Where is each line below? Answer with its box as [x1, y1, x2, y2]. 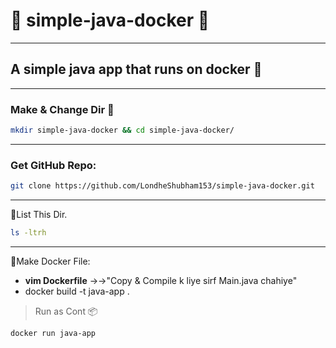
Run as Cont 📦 [34, 305, 98, 317]
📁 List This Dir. [10, 209, 68, 221]
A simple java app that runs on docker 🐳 [10, 61, 263, 78]
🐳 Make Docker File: [10, 255, 91, 267]
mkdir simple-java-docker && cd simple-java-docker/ [10, 125, 235, 136]
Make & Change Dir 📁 [10, 102, 115, 116]
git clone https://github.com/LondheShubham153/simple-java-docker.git [10, 181, 315, 191]
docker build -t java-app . [24, 285, 130, 297]
